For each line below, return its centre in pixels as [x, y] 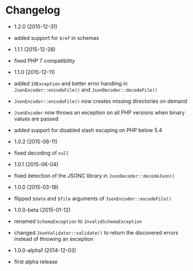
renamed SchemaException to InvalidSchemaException [78, 221]
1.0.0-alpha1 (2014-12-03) [45, 250]
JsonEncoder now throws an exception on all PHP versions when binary [99, 112]
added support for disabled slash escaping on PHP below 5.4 [88, 130]
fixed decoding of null [41, 153]
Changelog [33, 10]
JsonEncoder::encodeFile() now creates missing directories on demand [100, 101]
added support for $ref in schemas [56, 38]
